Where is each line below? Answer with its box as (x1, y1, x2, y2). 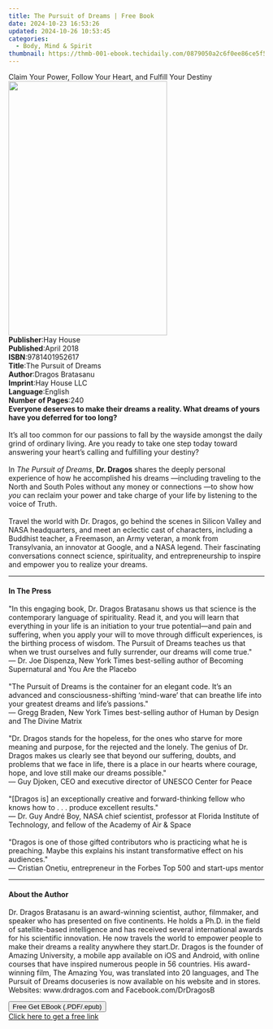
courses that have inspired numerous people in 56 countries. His (8, 959, 225, 969)
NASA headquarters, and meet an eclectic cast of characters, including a (8, 525, 253, 534)
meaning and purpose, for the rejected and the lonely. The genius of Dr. (8, 742, 249, 752)
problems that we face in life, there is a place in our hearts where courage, (8, 760, 258, 770)
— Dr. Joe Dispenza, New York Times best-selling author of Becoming (8, 656, 244, 665)
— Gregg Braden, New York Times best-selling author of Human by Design (8, 708, 259, 717)
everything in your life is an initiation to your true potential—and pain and (8, 621, 252, 631)
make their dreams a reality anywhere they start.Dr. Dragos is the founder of (8, 942, 264, 952)
